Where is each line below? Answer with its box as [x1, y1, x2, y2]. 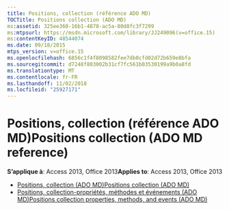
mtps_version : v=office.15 [7, 49, 84, 55]
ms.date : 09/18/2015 [7, 42, 66, 49]
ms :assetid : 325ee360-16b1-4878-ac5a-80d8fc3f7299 [7, 23, 154, 29]
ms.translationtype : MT [7, 67, 75, 74]
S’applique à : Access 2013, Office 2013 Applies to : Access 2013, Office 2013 [7, 168, 223, 176]
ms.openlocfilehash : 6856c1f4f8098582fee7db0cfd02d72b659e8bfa [7, 55, 191, 62]
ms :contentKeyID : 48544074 [7, 36, 84, 42]
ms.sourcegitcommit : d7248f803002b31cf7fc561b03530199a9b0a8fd [7, 61, 191, 68]
